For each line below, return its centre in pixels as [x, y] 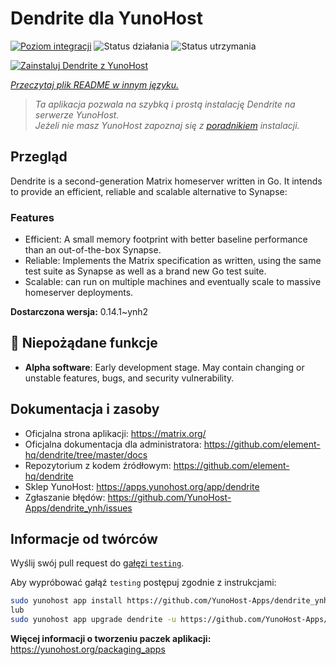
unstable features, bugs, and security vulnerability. [129, 378]
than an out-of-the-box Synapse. [93, 250]
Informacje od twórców [84, 539]
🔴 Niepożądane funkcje [84, 343]
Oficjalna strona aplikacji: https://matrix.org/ [115, 433]
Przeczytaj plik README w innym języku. [95, 84]
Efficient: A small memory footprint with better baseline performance [166, 239]
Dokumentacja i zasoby [85, 409]
